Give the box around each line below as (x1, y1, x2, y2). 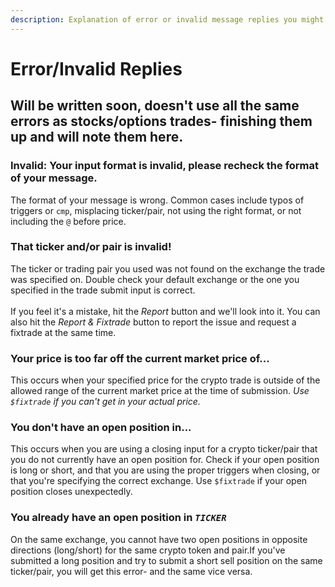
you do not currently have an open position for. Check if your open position (10, 454, 320, 466)
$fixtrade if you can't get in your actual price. (10, 396, 201, 408)
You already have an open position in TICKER (10, 511, 227, 525)
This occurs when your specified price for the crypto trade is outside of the (10, 374, 321, 386)
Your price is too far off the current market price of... (10, 351, 270, 365)
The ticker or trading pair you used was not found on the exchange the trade (10, 262, 326, 275)
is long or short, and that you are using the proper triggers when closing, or (10, 464, 321, 476)
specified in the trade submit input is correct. (10, 284, 196, 296)
